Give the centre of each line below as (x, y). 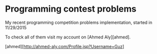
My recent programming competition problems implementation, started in (79, 22)
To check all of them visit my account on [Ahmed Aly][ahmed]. (68, 37)
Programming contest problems (71, 9)
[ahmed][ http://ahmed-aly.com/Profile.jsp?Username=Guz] (65, 46)
